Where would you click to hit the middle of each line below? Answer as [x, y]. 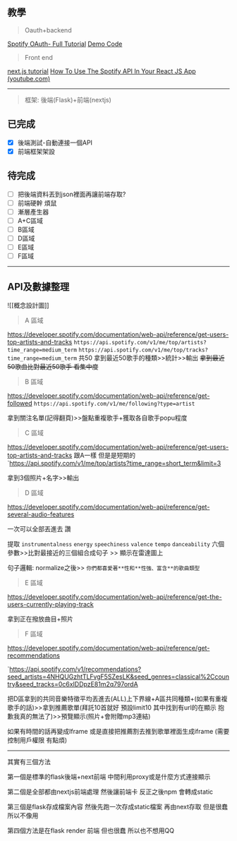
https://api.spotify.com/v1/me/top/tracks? [143, 350]
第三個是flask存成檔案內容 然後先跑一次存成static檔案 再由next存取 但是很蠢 [117, 806]
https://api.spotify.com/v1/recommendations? [75, 669]
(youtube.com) [29, 78]
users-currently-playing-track [50, 604]
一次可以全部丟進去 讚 [39, 528]
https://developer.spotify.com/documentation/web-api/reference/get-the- [115, 597]
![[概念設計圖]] [28, 305]
